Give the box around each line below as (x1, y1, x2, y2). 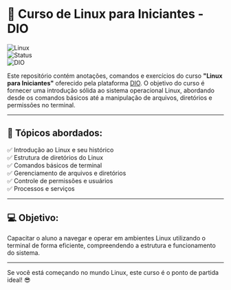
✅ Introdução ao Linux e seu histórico (7, 145, 114, 154)
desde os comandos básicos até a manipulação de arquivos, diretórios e (7, 93, 212, 102)
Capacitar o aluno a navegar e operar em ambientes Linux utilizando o (7, 234, 206, 242)
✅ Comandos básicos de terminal (7, 161, 102, 169)
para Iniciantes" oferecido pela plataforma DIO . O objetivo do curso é (7, 79, 205, 87)
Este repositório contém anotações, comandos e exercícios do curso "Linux (7, 72, 223, 80)
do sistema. (7, 248, 40, 257)
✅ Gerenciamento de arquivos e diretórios (7, 169, 126, 177)
